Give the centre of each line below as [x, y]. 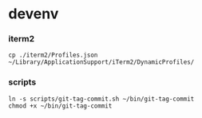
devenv [34, 14]
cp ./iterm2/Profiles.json [53, 55]
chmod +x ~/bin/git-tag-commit [60, 106]
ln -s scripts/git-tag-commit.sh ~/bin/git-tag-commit [101, 99]
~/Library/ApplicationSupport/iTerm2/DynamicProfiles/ [101, 62]
